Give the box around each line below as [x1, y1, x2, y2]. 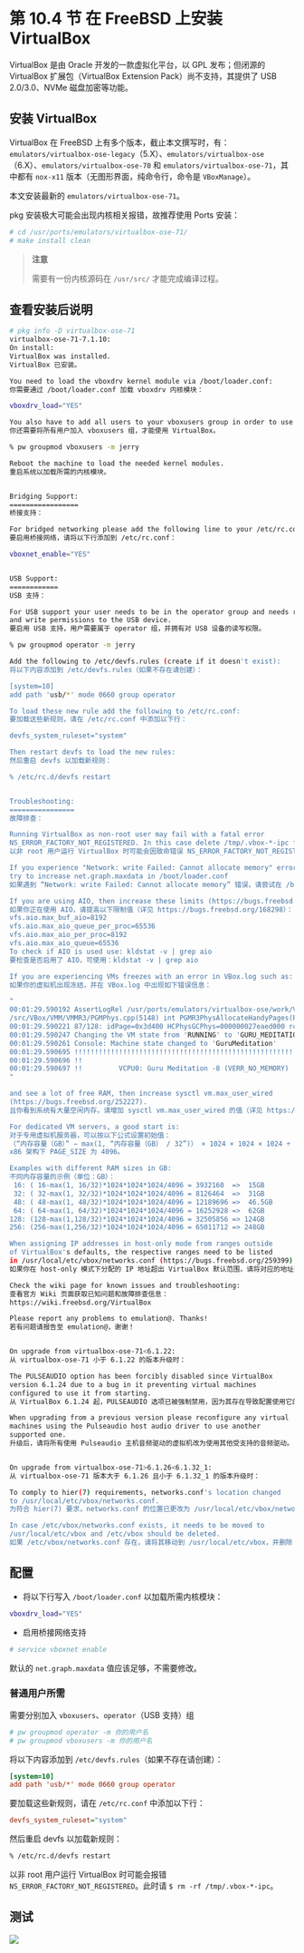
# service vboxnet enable [9, 1645, 107, 1654]
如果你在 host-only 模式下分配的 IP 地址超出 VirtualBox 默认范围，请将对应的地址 [9, 1265, 294, 1274]
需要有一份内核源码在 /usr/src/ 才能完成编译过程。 [31, 273, 224, 284]
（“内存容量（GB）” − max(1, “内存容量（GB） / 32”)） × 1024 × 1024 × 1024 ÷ [9, 1139, 291, 1148]
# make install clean [9, 236, 91, 245]
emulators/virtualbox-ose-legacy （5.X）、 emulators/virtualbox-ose [9, 148, 265, 159]
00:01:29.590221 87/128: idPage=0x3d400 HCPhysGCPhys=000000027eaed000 [9, 1022, 285, 1031]
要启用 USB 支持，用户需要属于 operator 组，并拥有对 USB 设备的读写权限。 [9, 624, 266, 633]
